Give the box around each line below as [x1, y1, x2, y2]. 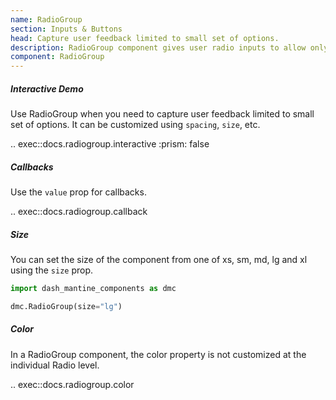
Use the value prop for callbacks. [10, 186, 147, 198]
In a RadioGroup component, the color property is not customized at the [10, 348, 307, 360]
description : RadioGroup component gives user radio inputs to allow [10, 42, 307, 53]
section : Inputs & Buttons [10, 24, 123, 34]
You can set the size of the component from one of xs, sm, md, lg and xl [10, 254, 308, 266]
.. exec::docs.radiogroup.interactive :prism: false [10, 138, 210, 150]
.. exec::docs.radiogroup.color [10, 378, 135, 390]
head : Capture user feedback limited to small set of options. [10, 33, 280, 43]
